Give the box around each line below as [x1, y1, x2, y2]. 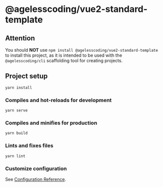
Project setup [5, 72, 48, 81]
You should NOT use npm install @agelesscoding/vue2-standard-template [5, 47, 159, 53]
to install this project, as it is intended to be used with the [5, 52, 122, 58]
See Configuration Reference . [5, 177, 66, 182]
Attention [5, 34, 35, 42]
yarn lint [5, 153, 26, 159]
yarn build [5, 131, 28, 136]
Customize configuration [5, 165, 67, 172]
